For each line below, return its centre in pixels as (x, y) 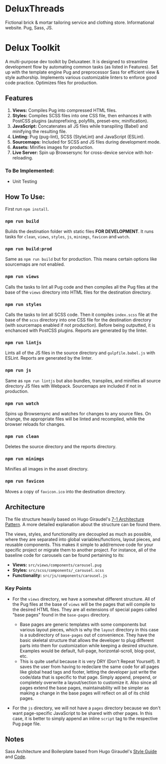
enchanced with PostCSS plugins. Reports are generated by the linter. (76, 330)
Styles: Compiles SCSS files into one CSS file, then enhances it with (82, 115)
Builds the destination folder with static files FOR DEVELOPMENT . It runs (79, 231)
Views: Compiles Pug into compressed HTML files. (64, 110)
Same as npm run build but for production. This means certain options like (81, 259)
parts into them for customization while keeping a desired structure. (89, 645)
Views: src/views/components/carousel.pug (57, 565)
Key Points (18, 588)
